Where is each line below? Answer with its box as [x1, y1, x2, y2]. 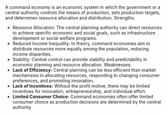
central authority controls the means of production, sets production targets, [5, 9, 161, 15]
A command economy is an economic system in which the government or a [5, 4, 161, 10]
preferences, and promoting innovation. [12, 77, 94, 83]
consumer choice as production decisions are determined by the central [12, 99, 161, 104]
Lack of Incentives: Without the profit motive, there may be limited [12, 83, 150, 89]
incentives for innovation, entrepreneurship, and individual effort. [12, 88, 146, 94]
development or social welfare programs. [12, 35, 97, 41]
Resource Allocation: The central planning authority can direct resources [12, 24, 162, 30]
